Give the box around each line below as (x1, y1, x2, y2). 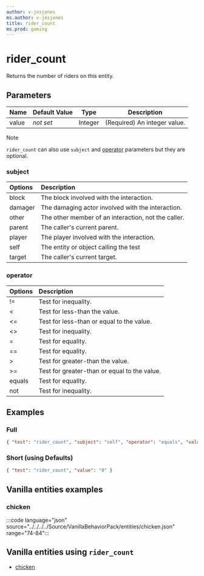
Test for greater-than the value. (38, 357, 129, 365)
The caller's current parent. (40, 223, 119, 232)
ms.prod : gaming (6, 26, 47, 32)
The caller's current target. (40, 253, 117, 261)
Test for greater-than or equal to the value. (38, 366, 161, 375)
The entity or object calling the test (40, 243, 141, 252)
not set (32, 118, 53, 127)
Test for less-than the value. (38, 307, 120, 316)
